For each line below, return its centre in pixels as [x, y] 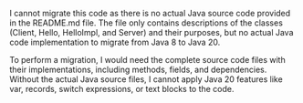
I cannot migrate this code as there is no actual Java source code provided [150, 13]
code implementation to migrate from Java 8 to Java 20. [115, 42]
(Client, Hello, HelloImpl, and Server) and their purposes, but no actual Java [151, 32]
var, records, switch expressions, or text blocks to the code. [122, 89]
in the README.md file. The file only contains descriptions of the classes [146, 23]
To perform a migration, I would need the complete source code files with [147, 60]
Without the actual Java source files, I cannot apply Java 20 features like [146, 79]
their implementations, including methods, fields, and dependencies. [138, 69]
